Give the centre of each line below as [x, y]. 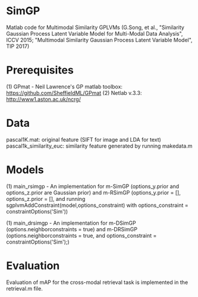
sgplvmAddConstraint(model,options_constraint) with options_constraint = [97, 205]
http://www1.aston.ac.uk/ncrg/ [44, 99]
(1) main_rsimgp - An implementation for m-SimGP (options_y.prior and [93, 186]
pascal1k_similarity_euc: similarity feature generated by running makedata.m [99, 146]
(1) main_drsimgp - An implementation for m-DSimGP [71, 223]
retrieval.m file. [24, 288]
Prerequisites [40, 70]
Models [25, 170]
